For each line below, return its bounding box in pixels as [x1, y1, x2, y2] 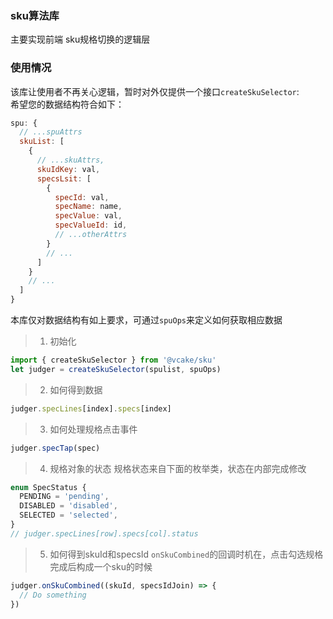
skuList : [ [19, 137, 65, 147]
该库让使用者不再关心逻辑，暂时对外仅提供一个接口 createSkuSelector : [10, 85, 300, 97]
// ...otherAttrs [54, 230, 128, 240]
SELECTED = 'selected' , [19, 510, 118, 521]
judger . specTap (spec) [10, 443, 101, 453]
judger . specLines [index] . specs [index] [10, 403, 172, 414]
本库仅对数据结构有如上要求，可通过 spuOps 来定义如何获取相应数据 [10, 314, 283, 326]
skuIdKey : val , [36, 164, 101, 174]
